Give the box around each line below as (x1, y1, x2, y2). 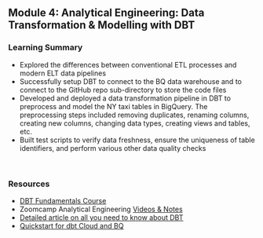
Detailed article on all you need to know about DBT (19, 212, 184, 222)
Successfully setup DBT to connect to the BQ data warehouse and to (19, 76, 242, 86)
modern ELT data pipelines (19, 68, 107, 78)
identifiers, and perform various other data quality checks (19, 143, 206, 152)
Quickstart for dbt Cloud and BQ (19, 221, 124, 230)
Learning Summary (8, 42, 83, 53)
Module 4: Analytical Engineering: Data (8, 6, 205, 20)
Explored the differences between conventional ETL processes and (19, 60, 237, 69)
